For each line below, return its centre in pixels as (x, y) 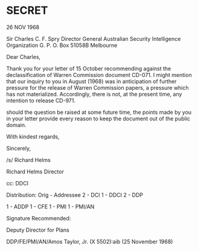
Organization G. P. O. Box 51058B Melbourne (62, 45)
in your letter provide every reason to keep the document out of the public (98, 119)
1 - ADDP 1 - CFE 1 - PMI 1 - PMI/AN (50, 206)
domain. (16, 125)
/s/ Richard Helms (29, 160)
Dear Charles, (24, 57)
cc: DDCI (18, 183)
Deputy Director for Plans (38, 230)
